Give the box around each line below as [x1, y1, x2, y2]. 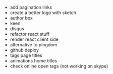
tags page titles [10, 52, 42, 58]
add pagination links [10, 5, 52, 10]
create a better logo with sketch [10, 10, 77, 16]
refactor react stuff [10, 31, 49, 37]
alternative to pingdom [10, 42, 57, 47]
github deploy [10, 47, 39, 53]
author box [10, 15, 33, 21]
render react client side [10, 36, 59, 42]
